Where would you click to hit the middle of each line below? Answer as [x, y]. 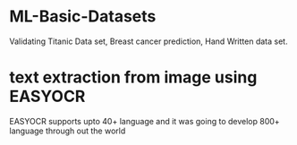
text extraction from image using [133, 77]
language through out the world [68, 131]
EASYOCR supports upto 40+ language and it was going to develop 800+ [144, 121]
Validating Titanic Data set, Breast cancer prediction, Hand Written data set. [148, 41]
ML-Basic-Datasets [83, 17]
